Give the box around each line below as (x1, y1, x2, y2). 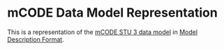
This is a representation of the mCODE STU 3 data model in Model (7, 28, 197, 36)
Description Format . (7, 35, 64, 43)
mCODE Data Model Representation (7, 5, 218, 21)
